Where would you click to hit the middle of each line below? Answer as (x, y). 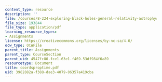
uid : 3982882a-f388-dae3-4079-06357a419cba (49, 72)
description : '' (21, 14)
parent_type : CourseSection (33, 54)
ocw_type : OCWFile (23, 45)
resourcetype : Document (29, 63)
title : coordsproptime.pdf (32, 68)
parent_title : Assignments (32, 50)
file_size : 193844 (23, 23)
